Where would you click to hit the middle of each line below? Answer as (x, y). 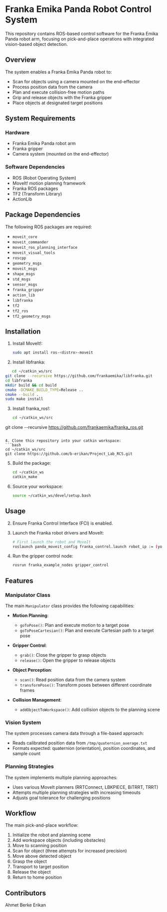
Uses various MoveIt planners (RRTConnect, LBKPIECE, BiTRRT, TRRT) (85, 787)
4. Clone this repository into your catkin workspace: (63, 441)
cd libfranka (19, 380)
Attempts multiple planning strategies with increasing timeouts (76, 792)
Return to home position (37, 877)
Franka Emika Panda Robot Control (78, 9)
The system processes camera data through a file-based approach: (75, 733)
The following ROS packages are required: (49, 227)
